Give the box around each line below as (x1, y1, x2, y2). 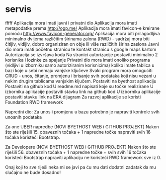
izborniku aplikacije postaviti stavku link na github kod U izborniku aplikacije (5, 89, 161, 94)
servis (5, 3, 32, 15)
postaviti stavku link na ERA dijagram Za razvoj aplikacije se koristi (5, 93, 141, 100)
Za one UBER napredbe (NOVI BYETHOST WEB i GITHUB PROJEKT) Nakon (5, 123, 159, 130)
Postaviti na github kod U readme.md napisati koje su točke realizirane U (5, 83, 154, 89)
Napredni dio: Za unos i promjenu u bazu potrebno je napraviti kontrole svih (5, 108, 160, 115)
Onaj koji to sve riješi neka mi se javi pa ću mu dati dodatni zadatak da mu (5, 164, 157, 170)
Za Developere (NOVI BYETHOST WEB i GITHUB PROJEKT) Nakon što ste (5, 144, 157, 150)
